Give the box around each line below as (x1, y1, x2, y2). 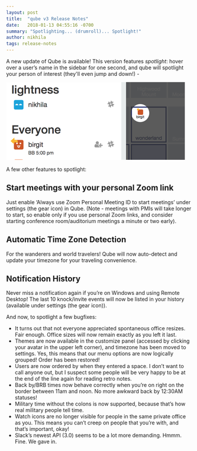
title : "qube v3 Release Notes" (6, 15, 89, 22)
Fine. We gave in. (14, 438, 57, 445)
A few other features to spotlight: (6, 166, 87, 173)
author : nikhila (6, 34, 46, 41)
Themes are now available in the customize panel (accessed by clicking (14, 337, 190, 344)
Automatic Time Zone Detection (6, 234, 127, 245)
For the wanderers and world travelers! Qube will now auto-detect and (6, 250, 177, 257)
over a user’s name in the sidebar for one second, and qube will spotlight (6, 64, 184, 71)
